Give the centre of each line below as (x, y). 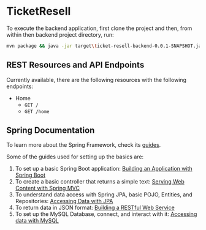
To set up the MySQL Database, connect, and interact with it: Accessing (106, 214)
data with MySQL (37, 221)
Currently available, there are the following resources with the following (97, 80)
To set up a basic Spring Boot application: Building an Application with (104, 169)
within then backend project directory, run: (60, 34)
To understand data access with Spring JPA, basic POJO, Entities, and (104, 195)
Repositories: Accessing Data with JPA (64, 201)
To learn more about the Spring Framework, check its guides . (84, 145)
